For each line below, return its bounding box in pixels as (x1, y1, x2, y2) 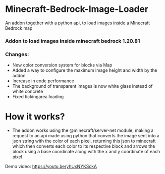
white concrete (12, 88, 43, 95)
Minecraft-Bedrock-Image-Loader (5, 3, 149, 15)
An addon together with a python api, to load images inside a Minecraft (5, 20, 150, 26)
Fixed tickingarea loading (12, 94, 64, 100)
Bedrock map (5, 25, 33, 31)
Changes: (5, 51, 29, 58)
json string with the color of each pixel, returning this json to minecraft (12, 138, 156, 144)
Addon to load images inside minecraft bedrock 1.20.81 (5, 37, 140, 44)
